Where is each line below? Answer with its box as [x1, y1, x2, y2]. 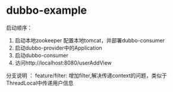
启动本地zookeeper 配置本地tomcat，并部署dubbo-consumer [14, 36, 165, 44]
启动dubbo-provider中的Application [14, 44, 102, 51]
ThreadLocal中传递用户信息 [6, 79, 74, 87]
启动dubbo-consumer [14, 51, 68, 59]
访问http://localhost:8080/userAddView [14, 59, 112, 66]
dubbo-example [6, 4, 87, 17]
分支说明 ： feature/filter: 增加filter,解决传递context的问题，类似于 [6, 72, 168, 79]
